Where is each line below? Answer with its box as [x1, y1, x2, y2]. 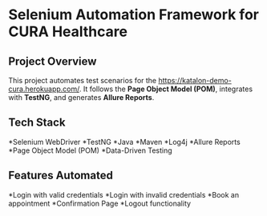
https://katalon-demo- [158, 76, 233, 85]
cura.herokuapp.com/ [8, 84, 80, 94]
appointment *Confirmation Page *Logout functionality [8, 198, 191, 208]
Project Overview [8, 54, 97, 68]
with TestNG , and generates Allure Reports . [8, 93, 155, 102]
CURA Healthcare [8, 22, 128, 41]
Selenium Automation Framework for [8, 6, 259, 24]
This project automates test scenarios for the [8, 76, 157, 85]
